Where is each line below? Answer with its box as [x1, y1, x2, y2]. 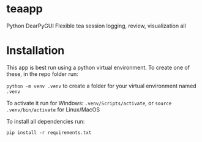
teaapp [6, 2, 43, 16]
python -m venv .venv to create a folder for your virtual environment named [6, 82, 197, 89]
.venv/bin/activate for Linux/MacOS [6, 106, 100, 113]
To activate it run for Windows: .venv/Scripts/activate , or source [6, 99, 172, 106]
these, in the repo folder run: [6, 70, 78, 78]
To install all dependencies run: [6, 118, 85, 125]
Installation [6, 43, 65, 58]
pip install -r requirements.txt [6, 129, 92, 136]
